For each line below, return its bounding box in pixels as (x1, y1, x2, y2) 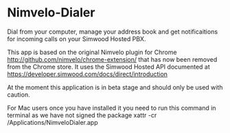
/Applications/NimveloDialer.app (7, 118, 98, 126)
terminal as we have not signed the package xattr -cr (7, 111, 157, 119)
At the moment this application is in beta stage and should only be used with (7, 83, 223, 91)
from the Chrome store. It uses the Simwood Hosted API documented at (7, 62, 211, 71)
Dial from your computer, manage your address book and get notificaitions (7, 27, 218, 36)
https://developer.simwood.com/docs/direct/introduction (7, 70, 168, 78)
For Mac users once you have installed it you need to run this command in (7, 104, 216, 112)
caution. (7, 90, 30, 99)
